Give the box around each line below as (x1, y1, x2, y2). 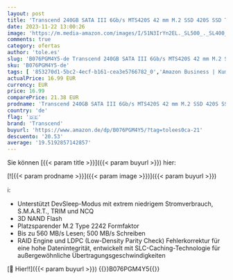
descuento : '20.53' (7, 133, 64, 140)
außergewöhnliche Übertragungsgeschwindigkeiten (17, 252, 166, 260)
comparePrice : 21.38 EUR (7, 94, 79, 101)
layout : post (7, 10, 45, 17)
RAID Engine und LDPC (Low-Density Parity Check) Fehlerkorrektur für (17, 237, 221, 245)
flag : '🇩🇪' (7, 113, 42, 120)
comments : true (7, 36, 51, 43)
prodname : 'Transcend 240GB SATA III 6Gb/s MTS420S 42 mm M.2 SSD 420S (7, 101, 218, 108)
